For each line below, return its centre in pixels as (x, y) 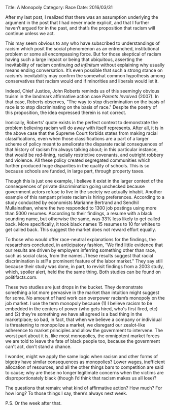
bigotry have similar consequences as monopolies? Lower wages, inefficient (85, 362)
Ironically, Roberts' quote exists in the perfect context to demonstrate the (82, 122)
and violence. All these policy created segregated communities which (78, 160)
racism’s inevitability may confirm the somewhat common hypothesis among (85, 76)
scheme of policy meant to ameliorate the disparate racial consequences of (84, 144)
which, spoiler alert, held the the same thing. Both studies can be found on (83, 272)
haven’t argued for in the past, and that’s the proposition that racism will (80, 28)
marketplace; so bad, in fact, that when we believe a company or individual (83, 319)
